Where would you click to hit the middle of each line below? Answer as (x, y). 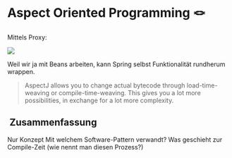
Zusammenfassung (53, 122)
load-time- (202, 85)
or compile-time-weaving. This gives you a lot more (126, 92)
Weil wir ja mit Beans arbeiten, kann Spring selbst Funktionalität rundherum (116, 64)
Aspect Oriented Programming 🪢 (106, 13)
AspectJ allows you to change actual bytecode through (105, 85)
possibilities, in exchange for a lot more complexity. (99, 100)
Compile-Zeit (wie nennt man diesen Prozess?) (75, 147)
